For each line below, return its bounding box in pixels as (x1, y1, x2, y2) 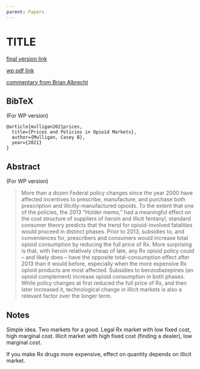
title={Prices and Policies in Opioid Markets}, (12, 129, 137, 135)
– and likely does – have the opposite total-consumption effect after (21, 254, 190, 261)
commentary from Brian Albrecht (6, 78, 88, 85)
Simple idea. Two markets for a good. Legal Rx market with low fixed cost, (6, 326, 192, 333)
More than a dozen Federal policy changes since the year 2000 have (21, 189, 193, 197)
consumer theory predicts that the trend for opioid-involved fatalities (21, 222, 193, 229)
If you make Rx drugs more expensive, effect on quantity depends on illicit (6, 351, 192, 357)
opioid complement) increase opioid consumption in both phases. (21, 273, 185, 281)
